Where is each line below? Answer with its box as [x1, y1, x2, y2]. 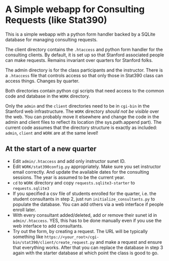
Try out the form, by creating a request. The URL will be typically [12, 228, 148, 234]
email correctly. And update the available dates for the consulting [12, 169, 149, 175]
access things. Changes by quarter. [5, 78, 80, 84]
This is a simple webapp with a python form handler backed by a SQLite [5, 31, 156, 37]
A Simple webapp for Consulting [5, 4, 145, 15]
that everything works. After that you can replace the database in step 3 [12, 244, 163, 250]
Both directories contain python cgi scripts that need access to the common [5, 87, 164, 93]
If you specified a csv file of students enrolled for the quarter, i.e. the [12, 190, 156, 197]
